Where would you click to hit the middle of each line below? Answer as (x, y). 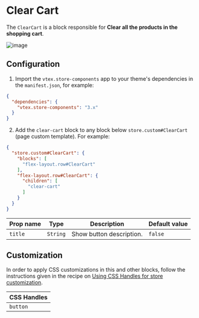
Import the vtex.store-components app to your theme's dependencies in (104, 78)
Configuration (33, 64)
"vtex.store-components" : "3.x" (58, 107)
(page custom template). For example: (62, 137)
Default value (168, 223)
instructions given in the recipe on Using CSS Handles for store (85, 276)
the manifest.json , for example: (54, 85)
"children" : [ (40, 181)
